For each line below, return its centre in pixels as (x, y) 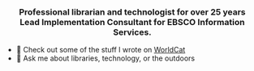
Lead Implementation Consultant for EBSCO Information (132, 22)
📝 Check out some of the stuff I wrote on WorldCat (101, 50)
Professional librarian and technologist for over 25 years (132, 12)
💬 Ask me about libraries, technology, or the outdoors (105, 58)
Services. (132, 32)
